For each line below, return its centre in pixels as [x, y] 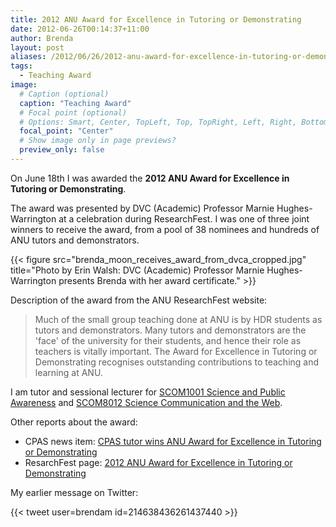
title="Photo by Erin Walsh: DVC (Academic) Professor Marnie [137, 270]
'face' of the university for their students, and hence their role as [168, 340]
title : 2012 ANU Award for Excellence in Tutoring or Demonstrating [156, 19]
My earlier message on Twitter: [74, 492]
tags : [21, 66]
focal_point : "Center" [66, 131]
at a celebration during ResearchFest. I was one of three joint [184, 218]
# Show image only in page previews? [98, 141]
